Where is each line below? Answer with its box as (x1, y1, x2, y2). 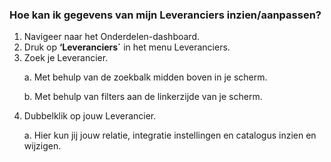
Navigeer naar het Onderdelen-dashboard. (23, 31, 200, 43)
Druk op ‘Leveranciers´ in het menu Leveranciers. (23, 41, 231, 53)
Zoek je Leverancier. (23, 52, 109, 64)
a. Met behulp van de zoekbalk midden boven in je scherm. (23, 71, 268, 83)
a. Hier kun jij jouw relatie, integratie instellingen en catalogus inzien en (23, 129, 317, 142)
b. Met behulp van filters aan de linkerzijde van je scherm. (23, 91, 263, 103)
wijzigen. (23, 140, 62, 152)
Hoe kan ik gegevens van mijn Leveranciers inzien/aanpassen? (9, 8, 322, 22)
